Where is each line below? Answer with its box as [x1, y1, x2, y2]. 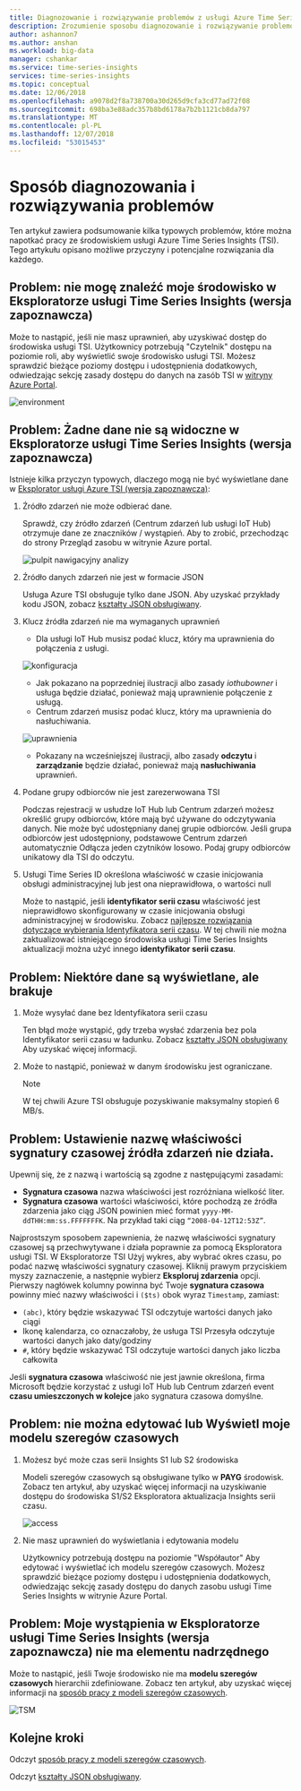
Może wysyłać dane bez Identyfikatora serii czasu [21, 1007, 208, 1018]
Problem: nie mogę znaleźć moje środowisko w [9, 279, 277, 296]
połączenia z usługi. [35, 643, 109, 654]
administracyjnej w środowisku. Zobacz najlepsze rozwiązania [21, 915, 253, 926]
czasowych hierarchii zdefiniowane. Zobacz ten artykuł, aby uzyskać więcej [9, 1677, 292, 1688]
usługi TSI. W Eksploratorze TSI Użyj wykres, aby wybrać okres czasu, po [9, 1251, 282, 1262]
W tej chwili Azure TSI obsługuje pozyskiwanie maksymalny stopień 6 [21, 1096, 279, 1107]
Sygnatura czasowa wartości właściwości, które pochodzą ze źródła [21, 1195, 278, 1206]
